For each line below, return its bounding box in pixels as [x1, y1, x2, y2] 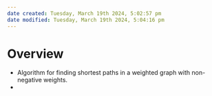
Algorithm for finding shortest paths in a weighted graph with [17, 69, 191, 77]
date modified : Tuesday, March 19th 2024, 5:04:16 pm [7, 16, 165, 23]
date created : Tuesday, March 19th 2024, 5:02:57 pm [7, 10, 162, 17]
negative [17, 76, 43, 84]
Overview [7, 46, 64, 62]
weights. [43, 76, 67, 84]
